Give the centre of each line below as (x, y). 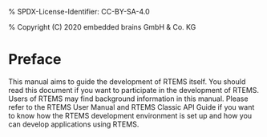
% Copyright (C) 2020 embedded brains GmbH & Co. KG (102, 27)
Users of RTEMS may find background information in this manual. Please (128, 99)
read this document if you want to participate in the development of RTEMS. (133, 90)
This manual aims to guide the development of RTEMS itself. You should (127, 81)
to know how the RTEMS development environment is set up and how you (130, 115)
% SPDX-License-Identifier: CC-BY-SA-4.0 (79, 12)
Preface (35, 60)
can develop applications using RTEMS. (74, 124)
